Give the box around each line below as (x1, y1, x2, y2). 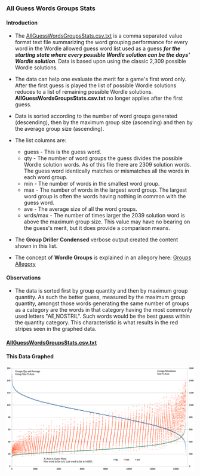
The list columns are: (14, 137, 67, 144)
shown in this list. (14, 242, 58, 250)
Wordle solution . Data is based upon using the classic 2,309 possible (14, 58, 186, 65)
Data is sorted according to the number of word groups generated (14, 112, 178, 120)
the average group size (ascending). (14, 125, 104, 133)
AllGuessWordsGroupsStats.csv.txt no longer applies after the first (14, 94, 183, 102)
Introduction (6, 19, 38, 26)
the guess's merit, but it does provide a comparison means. (23, 225, 170, 232)
